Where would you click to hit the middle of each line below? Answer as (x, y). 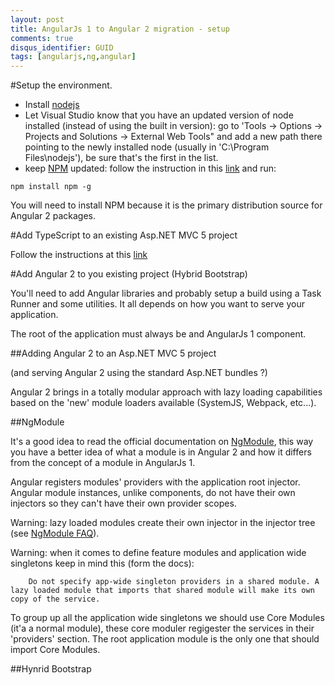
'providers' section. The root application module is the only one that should (165, 639)
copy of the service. (55, 599)
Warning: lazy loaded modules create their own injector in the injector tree (163, 523)
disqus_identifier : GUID (62, 47)
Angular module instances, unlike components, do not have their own (153, 493)
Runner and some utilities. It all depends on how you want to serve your (157, 304)
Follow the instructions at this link (79, 255)
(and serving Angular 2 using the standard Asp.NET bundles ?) (139, 373)
